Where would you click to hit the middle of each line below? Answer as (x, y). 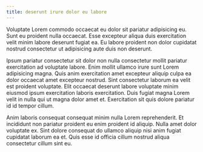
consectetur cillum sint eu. (39, 143)
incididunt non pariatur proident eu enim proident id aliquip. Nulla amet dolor (101, 124)
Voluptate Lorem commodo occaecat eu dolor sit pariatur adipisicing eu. (96, 29)
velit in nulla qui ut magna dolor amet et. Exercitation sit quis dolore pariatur (101, 99)
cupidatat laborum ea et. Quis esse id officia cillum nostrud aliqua (88, 137)
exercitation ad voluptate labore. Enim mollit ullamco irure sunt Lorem (93, 67)
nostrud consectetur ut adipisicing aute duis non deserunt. (79, 49)
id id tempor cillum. (30, 105)
